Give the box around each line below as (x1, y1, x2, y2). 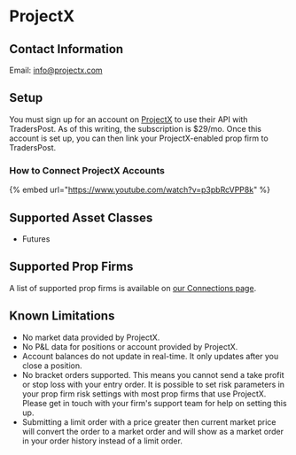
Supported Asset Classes (9, 210, 153, 225)
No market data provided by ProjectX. (21, 332, 160, 343)
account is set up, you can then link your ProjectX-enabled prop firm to (9, 133, 269, 143)
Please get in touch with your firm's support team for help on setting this (21, 397, 287, 408)
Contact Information (9, 42, 124, 57)
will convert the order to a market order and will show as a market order (21, 426, 284, 436)
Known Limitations (9, 308, 115, 324)
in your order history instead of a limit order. (21, 436, 183, 446)
